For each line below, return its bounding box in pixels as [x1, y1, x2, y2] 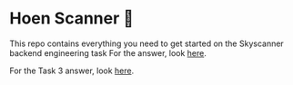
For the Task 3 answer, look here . [9, 65, 135, 76]
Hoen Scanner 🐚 [9, 8, 135, 29]
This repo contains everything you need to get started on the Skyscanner [9, 38, 284, 49]
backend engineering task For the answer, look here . [9, 47, 207, 58]
